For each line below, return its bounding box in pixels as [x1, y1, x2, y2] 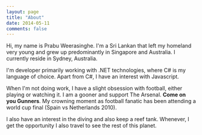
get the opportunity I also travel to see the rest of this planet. [6, 122, 157, 130]
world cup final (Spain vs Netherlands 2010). [6, 104, 117, 111]
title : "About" [6, 14, 45, 20]
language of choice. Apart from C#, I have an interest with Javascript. [6, 73, 179, 80]
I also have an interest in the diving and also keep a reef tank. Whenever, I [6, 116, 190, 123]
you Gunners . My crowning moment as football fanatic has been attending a [6, 98, 196, 105]
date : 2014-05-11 [6, 20, 50, 26]
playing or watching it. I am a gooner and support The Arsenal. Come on [6, 91, 186, 98]
